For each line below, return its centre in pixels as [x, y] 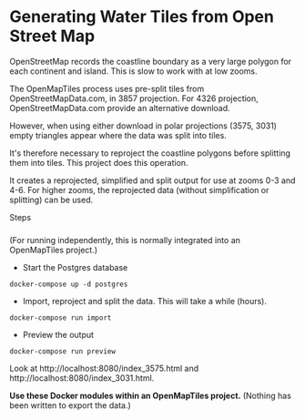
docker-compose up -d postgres [69, 284]
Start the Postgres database [75, 268]
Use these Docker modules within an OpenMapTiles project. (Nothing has [150, 396]
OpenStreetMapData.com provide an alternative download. [120, 108]
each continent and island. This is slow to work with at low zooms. [133, 71]
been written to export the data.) [71, 405]
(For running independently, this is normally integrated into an [125, 241]
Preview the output [58, 335]
